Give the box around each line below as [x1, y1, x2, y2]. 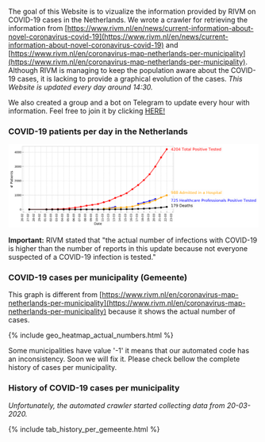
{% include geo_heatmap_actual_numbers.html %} [8, 330, 174, 340]
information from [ [8, 24, 67, 32]
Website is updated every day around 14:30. [8, 82, 153, 92]
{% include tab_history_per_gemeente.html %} [8, 424, 160, 434]
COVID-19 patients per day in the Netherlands [8, 126, 188, 137]
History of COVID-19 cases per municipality [8, 383, 180, 394]
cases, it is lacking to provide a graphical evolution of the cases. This [17, 74, 244, 83]
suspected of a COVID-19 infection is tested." [8, 253, 156, 262]
